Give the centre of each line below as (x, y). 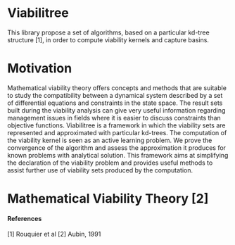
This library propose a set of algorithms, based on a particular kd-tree (108, 32)
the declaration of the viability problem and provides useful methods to (110, 163)
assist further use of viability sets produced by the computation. (100, 170)
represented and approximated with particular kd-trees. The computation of (117, 132)
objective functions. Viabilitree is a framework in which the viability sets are (116, 125)
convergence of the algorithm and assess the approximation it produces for (117, 147)
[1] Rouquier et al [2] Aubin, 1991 (54, 234)
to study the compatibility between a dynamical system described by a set (115, 95)
